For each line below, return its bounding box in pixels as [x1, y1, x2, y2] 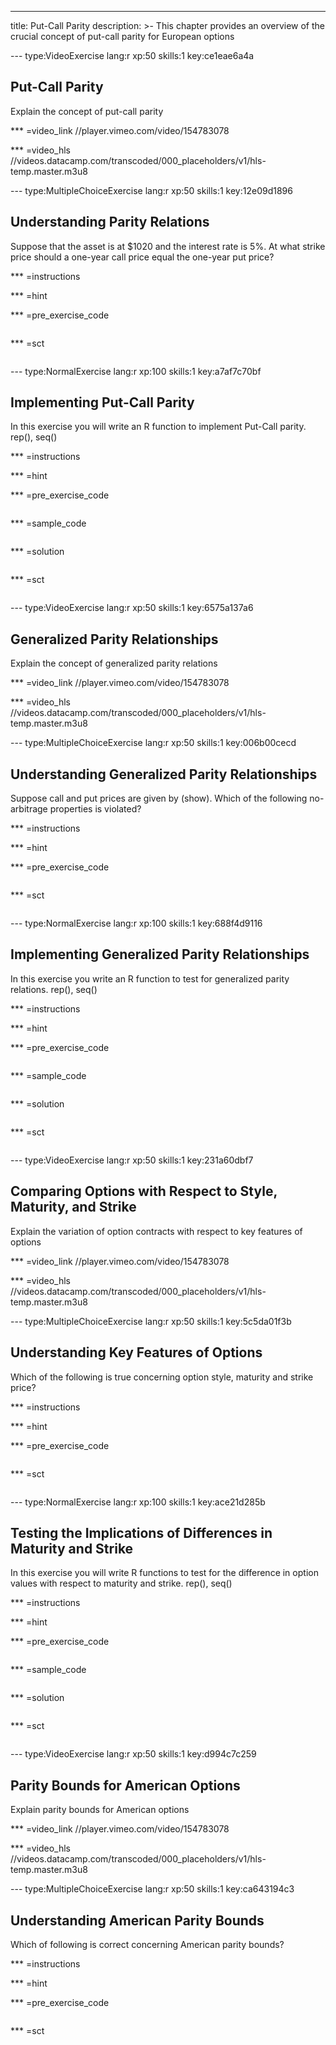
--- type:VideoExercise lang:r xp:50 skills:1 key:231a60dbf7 [10, 1154, 254, 1166]
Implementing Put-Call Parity [10, 394, 195, 411]
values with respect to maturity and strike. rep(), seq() [10, 1577, 233, 1590]
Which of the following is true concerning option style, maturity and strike [10, 1371, 314, 1383]
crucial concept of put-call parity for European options [10, 31, 235, 42]
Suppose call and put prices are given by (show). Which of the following [10, 792, 308, 805]
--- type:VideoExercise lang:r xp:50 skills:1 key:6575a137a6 [10, 602, 254, 614]
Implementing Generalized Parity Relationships [10, 946, 310, 963]
